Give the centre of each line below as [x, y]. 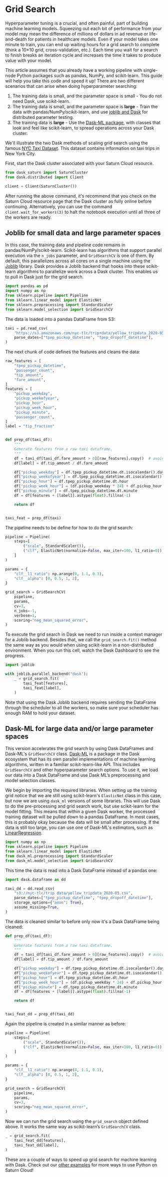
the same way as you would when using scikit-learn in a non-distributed [79, 645]
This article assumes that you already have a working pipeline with [74, 70]
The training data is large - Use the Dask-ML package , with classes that [86, 122]
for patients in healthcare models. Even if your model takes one [93, 39]
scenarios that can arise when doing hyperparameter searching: [71, 86]
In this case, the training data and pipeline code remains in [65, 245]
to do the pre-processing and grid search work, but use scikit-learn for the [82, 806]
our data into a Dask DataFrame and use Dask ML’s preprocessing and [77, 775]
